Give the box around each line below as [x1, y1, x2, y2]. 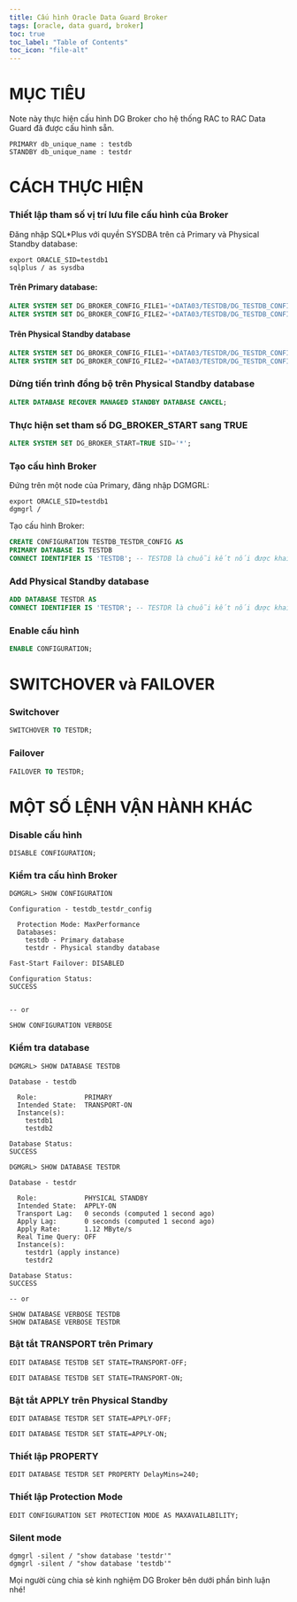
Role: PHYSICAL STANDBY [17, 1194, 148, 1202]
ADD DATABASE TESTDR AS [9, 595, 97, 604]
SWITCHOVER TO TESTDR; [9, 726, 93, 735]
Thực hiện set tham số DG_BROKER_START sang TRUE [9, 418, 248, 431]
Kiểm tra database [9, 1042, 90, 1054]
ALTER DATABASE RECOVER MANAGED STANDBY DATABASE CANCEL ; [9, 398, 227, 407]
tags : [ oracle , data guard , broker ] [9, 21, 144, 30]
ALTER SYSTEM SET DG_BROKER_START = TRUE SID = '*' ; [9, 439, 192, 447]
